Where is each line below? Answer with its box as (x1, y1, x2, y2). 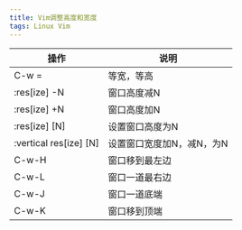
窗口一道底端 (107, 188, 163, 200)
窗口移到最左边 (107, 154, 172, 167)
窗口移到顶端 (107, 205, 163, 217)
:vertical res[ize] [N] (14, 136, 99, 149)
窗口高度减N (107, 87, 161, 99)
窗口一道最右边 (107, 170, 172, 183)
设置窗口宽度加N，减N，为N (107, 137, 228, 150)
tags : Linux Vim (9, 22, 70, 31)
